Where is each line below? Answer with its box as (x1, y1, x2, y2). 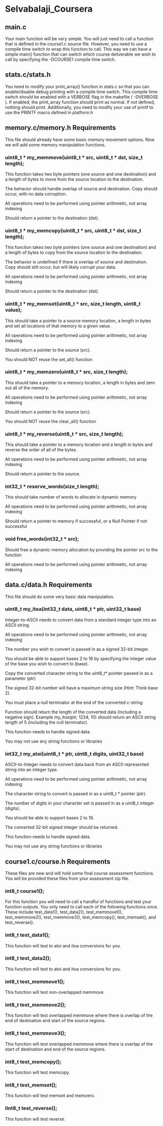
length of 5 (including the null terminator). (5, 719, 89, 725)
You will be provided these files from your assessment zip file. (5, 875, 130, 881)
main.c (5, 23, 27, 31)
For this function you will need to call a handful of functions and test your (5, 899, 152, 905)
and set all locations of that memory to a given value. (5, 323, 111, 329)
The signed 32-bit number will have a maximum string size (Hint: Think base (5, 684, 158, 691)
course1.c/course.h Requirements (5, 857, 110, 865)
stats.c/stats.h (5, 71, 51, 79)
